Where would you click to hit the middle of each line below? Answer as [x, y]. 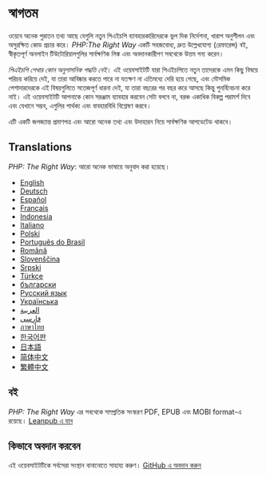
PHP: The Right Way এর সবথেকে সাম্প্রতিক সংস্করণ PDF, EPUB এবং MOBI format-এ [125, 411]
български [38, 284]
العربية [30, 310]
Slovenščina [40, 259]
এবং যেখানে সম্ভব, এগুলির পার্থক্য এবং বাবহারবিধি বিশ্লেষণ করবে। [80, 105]
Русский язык [43, 292]
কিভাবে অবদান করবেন [45, 446]
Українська [39, 301]
